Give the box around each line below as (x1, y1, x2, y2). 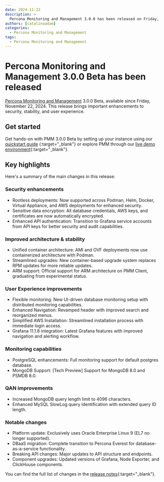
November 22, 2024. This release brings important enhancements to (5, 103, 144, 109)
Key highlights (5, 160, 51, 169)
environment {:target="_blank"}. (5, 146, 69, 152)
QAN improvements (5, 385, 53, 392)
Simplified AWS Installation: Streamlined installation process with (12, 318, 143, 324)
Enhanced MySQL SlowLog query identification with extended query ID (12, 401, 157, 407)
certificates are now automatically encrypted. (12, 213, 105, 219)
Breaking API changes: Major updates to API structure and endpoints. (12, 451, 153, 457)
